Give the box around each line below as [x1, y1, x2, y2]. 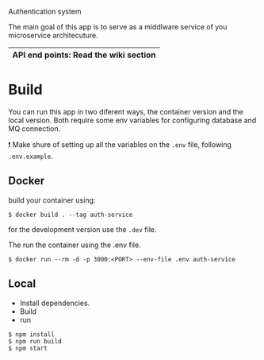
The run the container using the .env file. [8, 240, 141, 250]
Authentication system [8, 7, 82, 16]
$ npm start [8, 344, 48, 352]
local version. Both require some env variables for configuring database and [8, 115, 257, 125]
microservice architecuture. [8, 31, 99, 40]
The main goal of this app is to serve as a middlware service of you [8, 22, 228, 31]
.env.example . [8, 151, 53, 161]
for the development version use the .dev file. [8, 224, 157, 234]
